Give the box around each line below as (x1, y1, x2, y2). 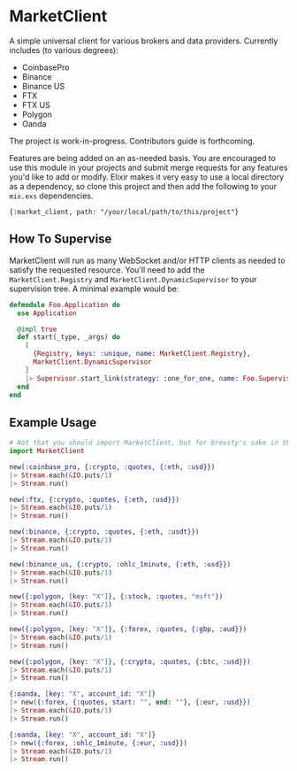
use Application (17, 308, 77, 318)
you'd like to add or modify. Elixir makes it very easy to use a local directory (9, 171, 285, 182)
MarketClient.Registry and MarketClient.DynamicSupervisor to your (9, 274, 257, 284)
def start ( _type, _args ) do (17, 333, 121, 342)
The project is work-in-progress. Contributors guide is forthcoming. (9, 135, 255, 146)
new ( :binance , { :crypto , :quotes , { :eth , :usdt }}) (9, 528, 200, 536)
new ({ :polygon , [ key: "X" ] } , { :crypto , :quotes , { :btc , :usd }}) (9, 657, 251, 666)
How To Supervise (9, 232, 112, 247)
